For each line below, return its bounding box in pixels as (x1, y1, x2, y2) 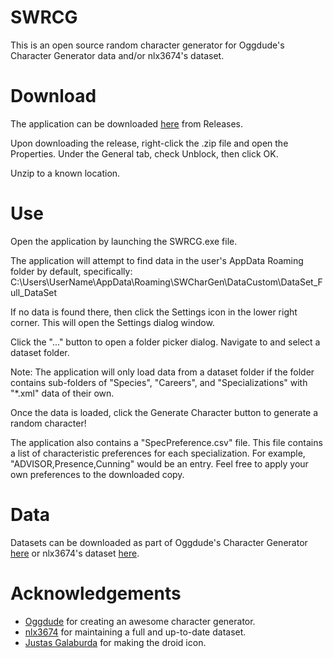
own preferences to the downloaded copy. (10, 468, 185, 480)
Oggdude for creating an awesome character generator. (24, 615, 256, 627)
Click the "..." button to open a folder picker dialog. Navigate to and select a (10, 336, 321, 348)
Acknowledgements (10, 582, 182, 605)
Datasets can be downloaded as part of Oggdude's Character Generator (10, 536, 308, 548)
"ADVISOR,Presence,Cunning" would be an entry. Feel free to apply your (10, 457, 309, 470)
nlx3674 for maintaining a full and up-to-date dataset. (24, 626, 247, 638)
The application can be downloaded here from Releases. (10, 117, 244, 130)
